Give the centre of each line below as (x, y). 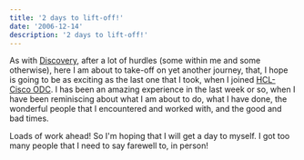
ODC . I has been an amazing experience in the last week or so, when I (164, 90)
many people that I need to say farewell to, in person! (109, 145)
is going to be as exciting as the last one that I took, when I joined (132, 80)
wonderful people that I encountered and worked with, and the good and (146, 109)
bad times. (29, 118)
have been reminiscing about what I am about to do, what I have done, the (148, 99)
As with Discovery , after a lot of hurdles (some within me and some (135, 61)
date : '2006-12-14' (46, 26)
